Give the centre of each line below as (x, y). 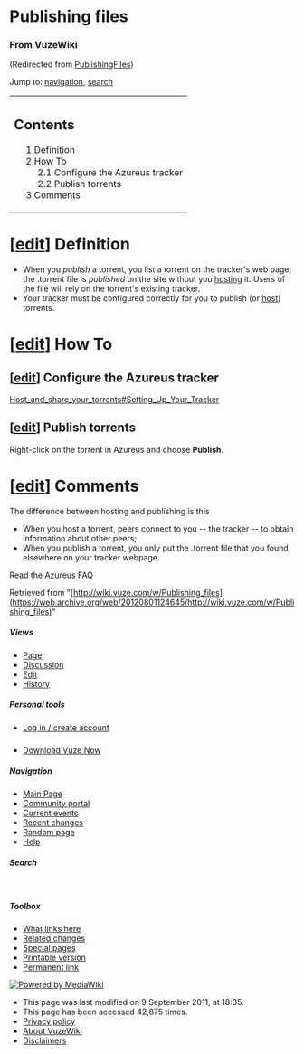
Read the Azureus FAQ (51, 575)
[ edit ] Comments (74, 486)
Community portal (56, 803)
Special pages (49, 947)
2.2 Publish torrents (80, 184)
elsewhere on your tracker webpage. (91, 557)
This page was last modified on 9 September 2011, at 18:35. (133, 1002)
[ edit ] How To (61, 344)
